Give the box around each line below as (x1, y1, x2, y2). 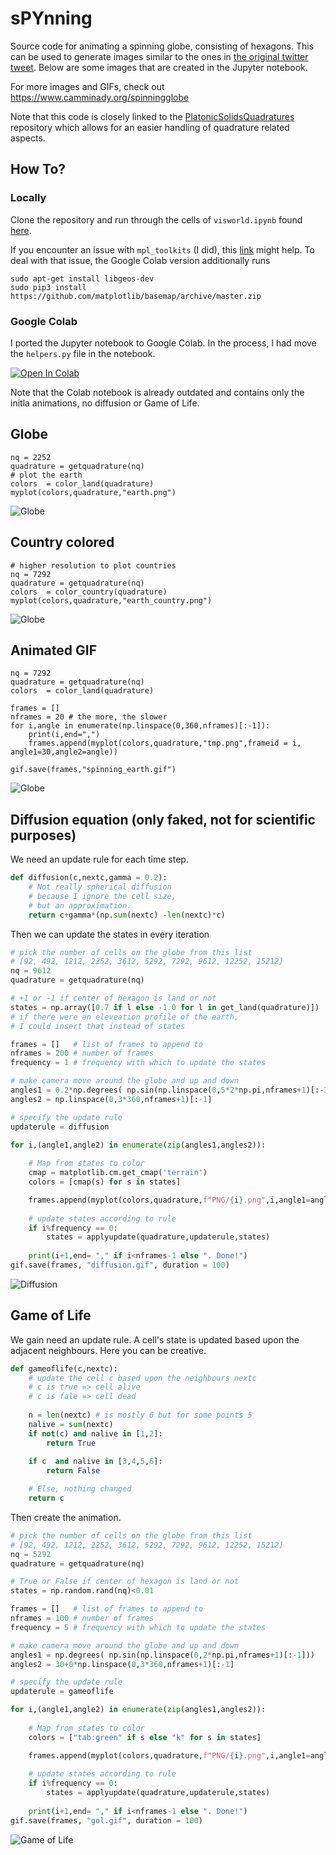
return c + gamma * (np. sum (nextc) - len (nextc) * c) (28, 910, 226, 920)
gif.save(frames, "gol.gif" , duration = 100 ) (10, 1815, 203, 1826)
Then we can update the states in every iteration (10, 928, 210, 940)
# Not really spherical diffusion (28, 882, 172, 892)
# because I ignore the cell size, (28, 891, 177, 901)
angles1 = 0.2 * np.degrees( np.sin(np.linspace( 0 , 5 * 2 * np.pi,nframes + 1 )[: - (10, 1085, 325, 1096)
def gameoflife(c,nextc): (10, 1363, 118, 1374)
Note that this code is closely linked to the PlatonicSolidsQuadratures (10, 110, 295, 122)
